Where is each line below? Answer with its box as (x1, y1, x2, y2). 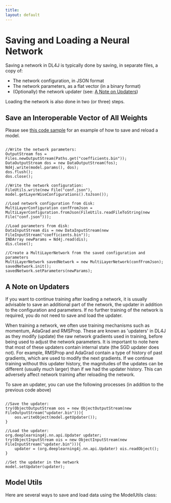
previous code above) (5, 387, 52, 393)
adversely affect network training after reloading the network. (5, 371, 135, 378)
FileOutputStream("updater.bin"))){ (5, 411, 83, 416)
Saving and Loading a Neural (5, 34, 130, 46)
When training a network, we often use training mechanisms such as (5, 322, 150, 329)
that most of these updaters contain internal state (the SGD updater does (5, 344, 159, 350)
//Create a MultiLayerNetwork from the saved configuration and (5, 250, 145, 256)
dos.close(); (5, 174, 33, 179)
